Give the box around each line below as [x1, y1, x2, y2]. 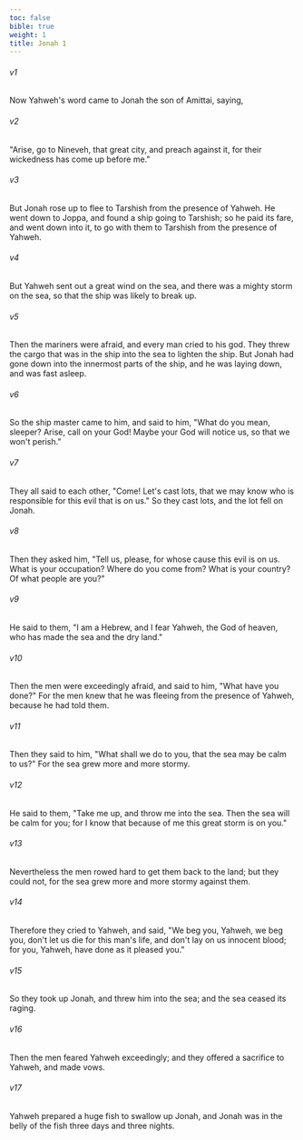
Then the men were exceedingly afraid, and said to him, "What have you [9, 681, 279, 692]
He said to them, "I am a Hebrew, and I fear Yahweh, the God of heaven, [9, 622, 279, 633]
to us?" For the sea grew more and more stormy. [9, 758, 191, 769]
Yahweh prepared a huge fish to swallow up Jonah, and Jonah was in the [9, 1110, 283, 1121]
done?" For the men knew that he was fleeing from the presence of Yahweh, [9, 690, 295, 701]
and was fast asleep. [9, 368, 87, 379]
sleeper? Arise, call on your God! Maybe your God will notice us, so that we [9, 426, 290, 437]
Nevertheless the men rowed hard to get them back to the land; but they [9, 865, 279, 877]
